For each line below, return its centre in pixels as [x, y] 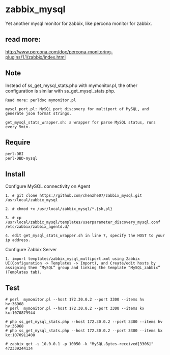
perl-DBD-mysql [21, 159]
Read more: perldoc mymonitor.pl [41, 100]
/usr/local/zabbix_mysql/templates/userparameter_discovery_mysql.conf [83, 222]
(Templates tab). [24, 272]
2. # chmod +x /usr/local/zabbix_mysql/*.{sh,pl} [59, 209]
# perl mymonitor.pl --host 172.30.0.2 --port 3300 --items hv [75, 300]
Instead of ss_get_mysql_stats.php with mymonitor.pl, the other [71, 85]
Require [18, 142]
